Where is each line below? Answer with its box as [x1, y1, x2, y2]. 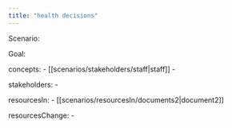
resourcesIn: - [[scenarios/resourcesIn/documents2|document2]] [8, 95, 224, 104]
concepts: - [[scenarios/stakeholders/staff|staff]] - [8, 64, 176, 74]
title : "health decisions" [8, 11, 98, 20]
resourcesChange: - [8, 111, 74, 120]
